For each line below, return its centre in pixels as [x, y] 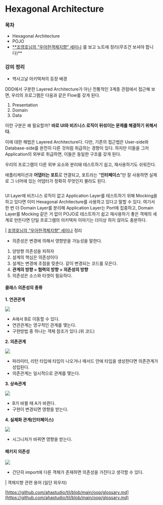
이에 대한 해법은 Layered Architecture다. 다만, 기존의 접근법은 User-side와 [77, 142]
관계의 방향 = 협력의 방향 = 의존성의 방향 [50, 269]
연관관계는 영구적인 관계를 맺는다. [44, 325]
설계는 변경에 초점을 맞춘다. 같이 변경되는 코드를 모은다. [65, 263]
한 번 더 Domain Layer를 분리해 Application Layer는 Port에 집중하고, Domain [79, 208]
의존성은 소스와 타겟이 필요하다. [42, 275]
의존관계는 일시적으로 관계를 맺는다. [46, 373]
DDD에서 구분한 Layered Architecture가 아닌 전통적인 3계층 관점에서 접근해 [78, 89]
